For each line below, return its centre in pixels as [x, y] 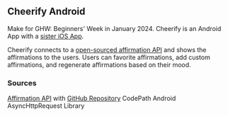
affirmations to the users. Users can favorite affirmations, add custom [109, 57]
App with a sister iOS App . [46, 36]
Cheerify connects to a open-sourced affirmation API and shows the [107, 49]
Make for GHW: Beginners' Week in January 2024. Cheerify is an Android [114, 28]
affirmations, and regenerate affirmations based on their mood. [99, 64]
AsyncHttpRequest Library [46, 106]
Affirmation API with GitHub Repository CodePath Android [92, 99]
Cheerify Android [46, 12]
